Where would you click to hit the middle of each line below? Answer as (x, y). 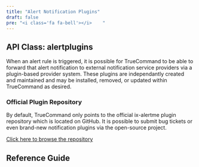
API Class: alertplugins (50, 47)
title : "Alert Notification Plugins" (53, 12)
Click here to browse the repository (50, 139)
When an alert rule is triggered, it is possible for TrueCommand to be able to (100, 61)
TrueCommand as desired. (39, 86)
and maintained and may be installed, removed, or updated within (87, 81)
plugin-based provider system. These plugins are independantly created (95, 74)
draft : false (22, 17)
